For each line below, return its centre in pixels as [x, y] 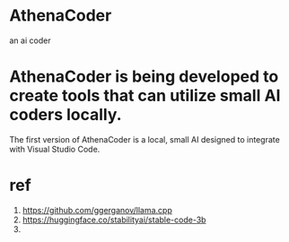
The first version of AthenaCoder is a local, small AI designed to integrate [144, 139]
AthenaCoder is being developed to [144, 77]
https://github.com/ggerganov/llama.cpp [97, 210]
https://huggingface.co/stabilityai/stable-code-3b [114, 220]
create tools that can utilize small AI [145, 96]
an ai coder [30, 40]
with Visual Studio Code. [55, 149]
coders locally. [66, 115]
